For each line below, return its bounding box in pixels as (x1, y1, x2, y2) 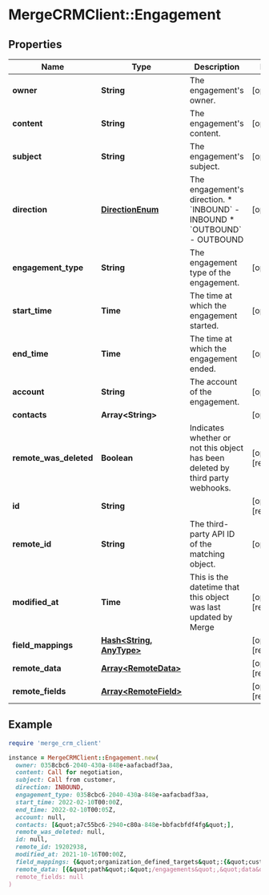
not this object (189, 442, 244, 454)
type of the (189, 267, 231, 278)
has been (189, 453, 225, 463)
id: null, (15, 836, 48, 844)
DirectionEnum (101, 204, 159, 215)
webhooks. (189, 482, 231, 494)
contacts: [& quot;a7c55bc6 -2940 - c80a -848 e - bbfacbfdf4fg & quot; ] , (15, 820, 235, 828)
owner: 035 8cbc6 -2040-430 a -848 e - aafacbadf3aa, (15, 761, 174, 769)
